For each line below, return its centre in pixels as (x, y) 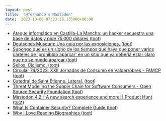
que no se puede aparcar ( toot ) (45, 60)
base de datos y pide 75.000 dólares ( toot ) (57, 38)
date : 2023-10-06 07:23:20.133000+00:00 (49, 19)
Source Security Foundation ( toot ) (48, 92)
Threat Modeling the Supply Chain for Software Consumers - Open (82, 86)
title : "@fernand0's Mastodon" (39, 14)
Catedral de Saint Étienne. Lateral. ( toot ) (54, 81)
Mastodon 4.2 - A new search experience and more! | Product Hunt (82, 97)
